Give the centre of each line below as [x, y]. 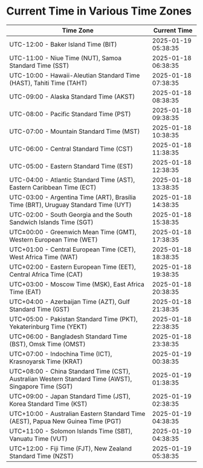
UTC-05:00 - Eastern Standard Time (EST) [71, 166]
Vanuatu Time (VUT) [38, 438]
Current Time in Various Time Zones [99, 11]
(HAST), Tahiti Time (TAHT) [48, 83]
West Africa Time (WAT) [44, 257]
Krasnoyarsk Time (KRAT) [46, 361]
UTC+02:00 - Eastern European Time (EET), [72, 266]
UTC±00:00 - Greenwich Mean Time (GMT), [73, 232]
